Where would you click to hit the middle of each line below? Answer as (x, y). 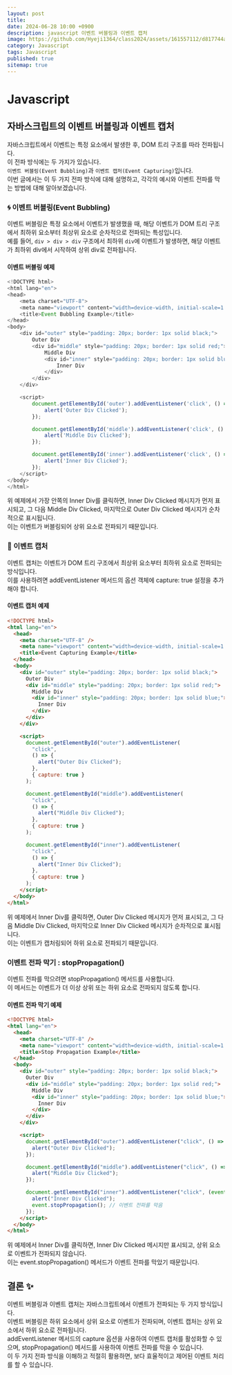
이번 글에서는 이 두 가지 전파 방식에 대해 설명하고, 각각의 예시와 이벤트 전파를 (110, 179)
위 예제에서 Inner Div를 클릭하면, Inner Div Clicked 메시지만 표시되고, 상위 (108, 1245)
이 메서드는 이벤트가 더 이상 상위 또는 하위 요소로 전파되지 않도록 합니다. (104, 987)
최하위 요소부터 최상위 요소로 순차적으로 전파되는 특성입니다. (101, 232)
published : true (30, 59)
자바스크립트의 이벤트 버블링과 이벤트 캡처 (91, 126)
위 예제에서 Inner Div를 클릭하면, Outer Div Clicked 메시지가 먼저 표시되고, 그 (112, 917)
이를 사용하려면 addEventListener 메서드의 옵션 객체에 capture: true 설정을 (109, 580)
